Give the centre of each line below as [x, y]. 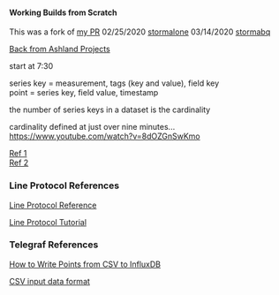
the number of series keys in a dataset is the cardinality [110, 110]
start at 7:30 [31, 66]
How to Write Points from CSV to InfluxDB [85, 264]
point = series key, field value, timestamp [84, 93]
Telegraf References [54, 245]
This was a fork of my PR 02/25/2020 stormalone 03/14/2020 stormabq [140, 32]
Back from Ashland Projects [60, 49]
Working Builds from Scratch [63, 12]
